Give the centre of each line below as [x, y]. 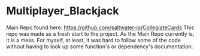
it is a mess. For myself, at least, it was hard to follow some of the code [94, 40]
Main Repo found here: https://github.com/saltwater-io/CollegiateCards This [100, 27]
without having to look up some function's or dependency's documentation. [100, 46]
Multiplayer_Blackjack [63, 11]
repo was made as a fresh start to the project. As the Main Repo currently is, [100, 33]
